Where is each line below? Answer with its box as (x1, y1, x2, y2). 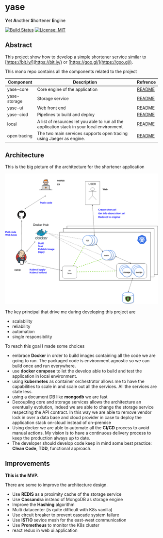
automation (12, 328, 35, 334)
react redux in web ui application (12, 527, 78, 533)
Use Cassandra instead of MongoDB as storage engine (12, 496, 123, 502)
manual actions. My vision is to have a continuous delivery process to (12, 430, 151, 436)
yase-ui (7, 105, 23, 111)
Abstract (5, 41, 33, 50)
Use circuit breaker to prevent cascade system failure (12, 512, 120, 518)
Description (72, 79, 98, 85)
